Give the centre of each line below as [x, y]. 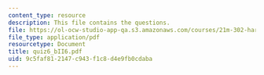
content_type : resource [47, 15]
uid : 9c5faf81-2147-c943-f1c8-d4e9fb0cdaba [81, 59]
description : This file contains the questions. [89, 23]
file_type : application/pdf [54, 37]
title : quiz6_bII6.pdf [45, 52]
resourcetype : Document [47, 45]
